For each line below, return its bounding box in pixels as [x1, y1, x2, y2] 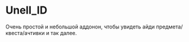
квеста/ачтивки [5, 29, 45, 36]
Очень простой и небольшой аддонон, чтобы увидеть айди [5, 23, 155, 30]
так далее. [50, 29, 77, 36]
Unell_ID [5, 4, 48, 17]
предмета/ [155, 23, 183, 30]
